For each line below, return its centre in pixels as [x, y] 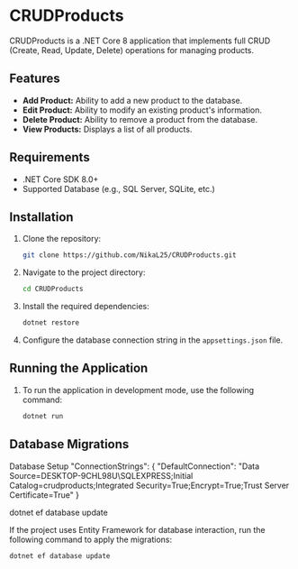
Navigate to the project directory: [84, 272]
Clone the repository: [62, 239]
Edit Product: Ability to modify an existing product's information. [142, 110]
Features [35, 79]
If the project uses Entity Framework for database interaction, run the [137, 529]
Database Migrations [69, 444]
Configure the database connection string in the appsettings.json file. [153, 340]
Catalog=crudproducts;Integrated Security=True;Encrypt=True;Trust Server [149, 485]
